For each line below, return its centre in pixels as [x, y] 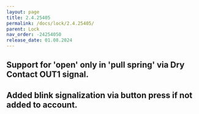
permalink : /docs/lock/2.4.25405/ [51, 23]
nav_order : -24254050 [34, 35]
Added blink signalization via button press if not [99, 95]
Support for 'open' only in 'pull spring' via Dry [96, 65]
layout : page [23, 12]
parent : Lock [23, 29]
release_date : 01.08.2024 [39, 40]
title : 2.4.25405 [28, 18]
